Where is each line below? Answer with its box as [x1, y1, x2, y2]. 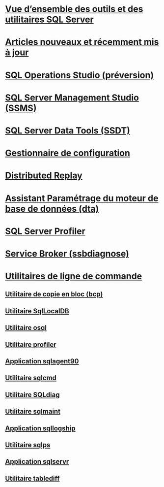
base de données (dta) [5, 203, 99, 214]
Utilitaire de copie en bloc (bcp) [5, 290, 103, 298]
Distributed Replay [5, 170, 82, 181]
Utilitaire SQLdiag [5, 390, 60, 399]
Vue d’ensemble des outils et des [5, 3, 143, 15]
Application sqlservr [5, 457, 69, 466]
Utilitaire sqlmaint [5, 407, 60, 416]
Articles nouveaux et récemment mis [5, 36, 159, 48]
